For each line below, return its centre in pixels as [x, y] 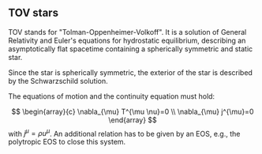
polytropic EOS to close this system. [67, 142]
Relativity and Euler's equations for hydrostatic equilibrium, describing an [127, 40]
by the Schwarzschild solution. [58, 81]
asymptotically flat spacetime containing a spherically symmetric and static [131, 49]
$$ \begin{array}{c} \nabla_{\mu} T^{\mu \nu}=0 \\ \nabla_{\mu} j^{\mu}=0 [133, 111]
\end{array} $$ [133, 120]
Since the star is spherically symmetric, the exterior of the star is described [130, 72]
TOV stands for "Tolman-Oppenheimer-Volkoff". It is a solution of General [127, 32]
